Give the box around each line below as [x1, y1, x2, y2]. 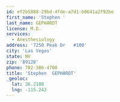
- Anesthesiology [11, 37, 55, 43]
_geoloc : [6, 76, 28, 82]
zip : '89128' [6, 59, 39, 65]
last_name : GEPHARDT [6, 20, 58, 26]
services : [6, 31, 31, 37]
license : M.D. [6, 25, 42, 32]
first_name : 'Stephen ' [6, 14, 66, 20]
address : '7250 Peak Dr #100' [6, 43, 87, 49]
